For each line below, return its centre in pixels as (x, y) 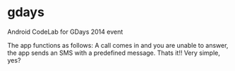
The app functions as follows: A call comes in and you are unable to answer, (118, 45)
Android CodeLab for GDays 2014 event (65, 32)
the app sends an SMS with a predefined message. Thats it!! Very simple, (114, 53)
